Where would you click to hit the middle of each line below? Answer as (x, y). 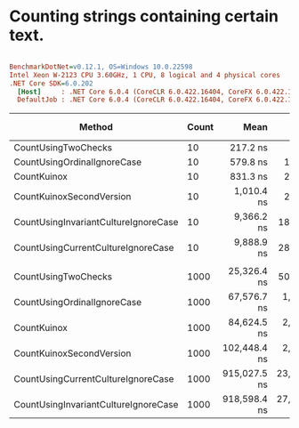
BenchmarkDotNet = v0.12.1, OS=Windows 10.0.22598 (101, 67)
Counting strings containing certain (144, 16)
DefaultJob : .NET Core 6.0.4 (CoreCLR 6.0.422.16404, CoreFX (135, 100)
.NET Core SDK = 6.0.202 (51, 83)
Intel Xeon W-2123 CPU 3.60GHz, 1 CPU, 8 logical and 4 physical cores (145, 75)
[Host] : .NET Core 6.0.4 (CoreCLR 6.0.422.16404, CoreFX (135, 92)
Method (96, 127)
